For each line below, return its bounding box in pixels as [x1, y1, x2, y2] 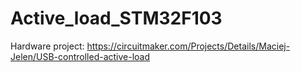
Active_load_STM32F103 [10, 7, 223, 30]
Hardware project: [10, 40, 85, 52]
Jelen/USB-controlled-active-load [10, 50, 151, 62]
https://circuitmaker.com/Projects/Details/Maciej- [86, 40, 291, 52]
